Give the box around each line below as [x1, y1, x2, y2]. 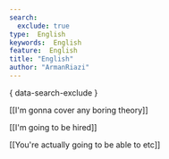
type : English [9, 29, 66, 38]
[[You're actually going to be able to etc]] [9, 139, 161, 150]
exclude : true [17, 21, 70, 30]
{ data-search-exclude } [9, 87, 98, 98]
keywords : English [9, 38, 82, 47]
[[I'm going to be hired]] [9, 121, 97, 132]
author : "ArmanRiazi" [9, 63, 90, 72]
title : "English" [9, 54, 74, 63]
